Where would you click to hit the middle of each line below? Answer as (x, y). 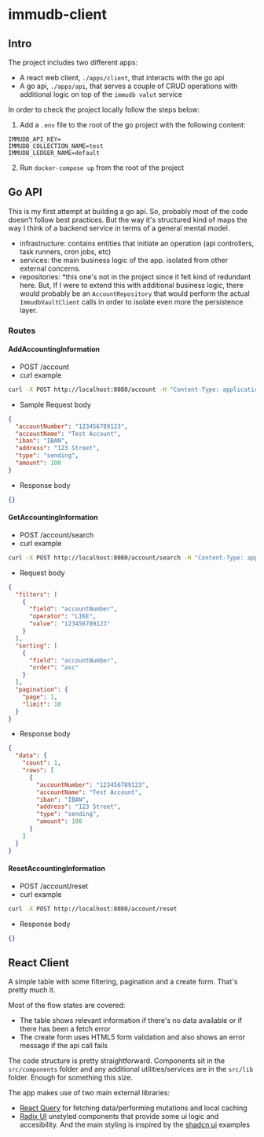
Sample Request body (55, 404)
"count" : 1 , (42, 763)
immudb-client (58, 15)
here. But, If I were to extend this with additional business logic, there (131, 285)
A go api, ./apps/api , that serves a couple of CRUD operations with (128, 86)
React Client (38, 963)
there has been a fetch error (65, 1029)
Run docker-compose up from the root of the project (102, 168)
